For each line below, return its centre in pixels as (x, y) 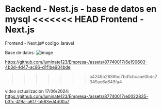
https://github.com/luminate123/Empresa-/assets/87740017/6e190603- (76, 62)
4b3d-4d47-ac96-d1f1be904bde (38, 67)
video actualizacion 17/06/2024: (37, 91)
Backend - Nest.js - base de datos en (81, 9)
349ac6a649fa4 (106, 82)
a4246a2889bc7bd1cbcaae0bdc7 (123, 76)
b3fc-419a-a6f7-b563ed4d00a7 (37, 101)
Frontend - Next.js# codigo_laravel (40, 43)
